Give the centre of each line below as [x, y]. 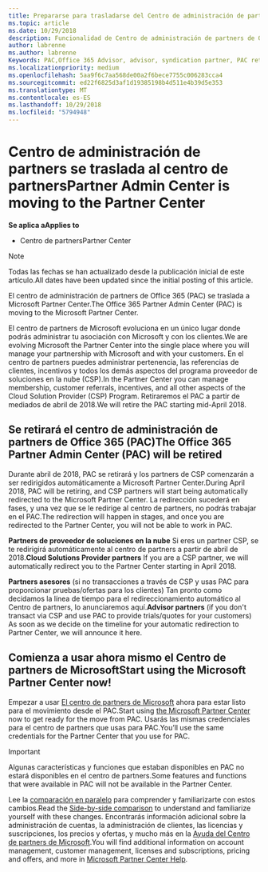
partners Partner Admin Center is [119, 186]
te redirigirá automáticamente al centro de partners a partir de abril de [123, 549]
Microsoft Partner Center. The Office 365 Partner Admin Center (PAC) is [125, 304]
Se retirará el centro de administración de [113, 430]
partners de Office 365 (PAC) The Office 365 [120, 442]
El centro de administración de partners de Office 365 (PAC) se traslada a [129, 295]
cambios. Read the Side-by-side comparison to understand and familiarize [130, 808]
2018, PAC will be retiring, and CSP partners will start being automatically [128, 491]
